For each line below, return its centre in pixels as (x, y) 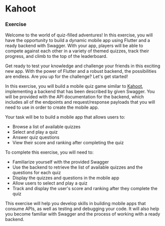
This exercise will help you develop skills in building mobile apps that (76, 204)
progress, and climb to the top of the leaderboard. (56, 56)
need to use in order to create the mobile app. (52, 107)
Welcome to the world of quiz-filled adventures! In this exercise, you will (79, 35)
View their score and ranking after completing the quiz (68, 143)
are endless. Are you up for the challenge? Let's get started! (67, 77)
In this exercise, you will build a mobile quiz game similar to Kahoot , (74, 86)
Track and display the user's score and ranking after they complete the (85, 189)
